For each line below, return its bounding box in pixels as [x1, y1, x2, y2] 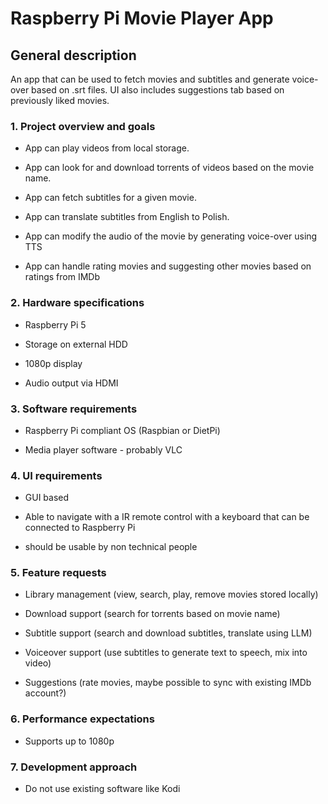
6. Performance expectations [10, 712, 155, 726]
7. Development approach [10, 760, 138, 774]
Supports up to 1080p [24, 735, 115, 747]
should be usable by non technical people [24, 541, 198, 553]
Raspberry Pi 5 [24, 318, 87, 331]
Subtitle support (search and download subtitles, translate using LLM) [24, 627, 313, 639]
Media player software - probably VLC [24, 443, 183, 456]
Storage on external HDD [24, 338, 128, 350]
